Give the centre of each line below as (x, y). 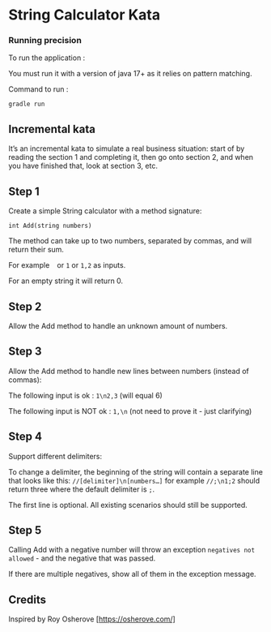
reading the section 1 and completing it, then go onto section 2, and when (131, 157)
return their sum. (36, 250)
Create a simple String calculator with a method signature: (105, 211)
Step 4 (25, 437)
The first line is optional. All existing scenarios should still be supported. (128, 505)
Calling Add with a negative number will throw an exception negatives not (132, 550)
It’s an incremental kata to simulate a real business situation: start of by (127, 148)
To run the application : (47, 58)
